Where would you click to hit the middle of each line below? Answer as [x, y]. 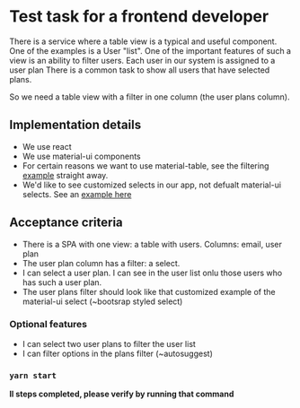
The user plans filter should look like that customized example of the [149, 291]
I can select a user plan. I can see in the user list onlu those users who [152, 273]
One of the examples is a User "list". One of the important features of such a [150, 50]
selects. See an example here [77, 194]
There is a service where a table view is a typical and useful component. [143, 41]
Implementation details [75, 125]
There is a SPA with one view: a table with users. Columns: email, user [152, 244]
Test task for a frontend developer [139, 17]
